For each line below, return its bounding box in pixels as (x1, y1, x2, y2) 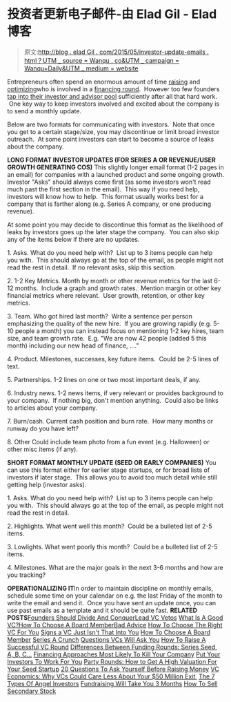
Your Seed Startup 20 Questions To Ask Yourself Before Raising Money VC (7, 665, 219, 673)
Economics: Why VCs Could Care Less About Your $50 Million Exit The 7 (7, 672, 215, 681)
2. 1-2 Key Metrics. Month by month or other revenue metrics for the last (7, 276, 212, 285)
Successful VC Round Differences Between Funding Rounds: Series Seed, (7, 643, 217, 651)
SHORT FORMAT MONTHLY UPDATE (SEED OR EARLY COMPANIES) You (7, 458, 217, 466)
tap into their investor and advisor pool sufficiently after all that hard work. (7, 92, 218, 100)
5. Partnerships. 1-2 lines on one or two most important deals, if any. (7, 375, 201, 383)
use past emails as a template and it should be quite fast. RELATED (7, 606, 198, 614)
